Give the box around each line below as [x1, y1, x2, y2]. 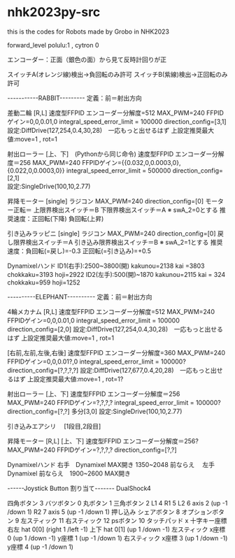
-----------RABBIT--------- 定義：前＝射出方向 [7, 94, 142, 102]
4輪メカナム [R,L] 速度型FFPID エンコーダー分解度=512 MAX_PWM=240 [7, 307, 215, 315]
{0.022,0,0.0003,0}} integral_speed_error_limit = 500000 [7, 166, 171, 175]
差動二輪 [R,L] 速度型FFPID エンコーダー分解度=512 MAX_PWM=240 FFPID [7, 108, 224, 117]
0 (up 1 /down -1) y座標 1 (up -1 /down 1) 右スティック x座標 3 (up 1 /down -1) [7, 534, 228, 542]
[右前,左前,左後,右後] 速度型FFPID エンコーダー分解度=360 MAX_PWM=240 [7, 348, 226, 357]
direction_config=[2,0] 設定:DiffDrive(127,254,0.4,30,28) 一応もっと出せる [7, 324, 224, 333]
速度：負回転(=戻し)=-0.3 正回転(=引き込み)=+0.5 [7, 246, 152, 255]
